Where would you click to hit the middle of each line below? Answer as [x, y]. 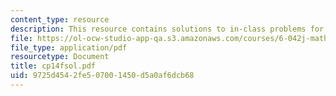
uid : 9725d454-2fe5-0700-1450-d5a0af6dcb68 [102, 76]
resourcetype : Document [60, 57]
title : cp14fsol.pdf [53, 66]
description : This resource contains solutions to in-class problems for [167, 29]
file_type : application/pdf [69, 47]
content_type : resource [60, 19]
